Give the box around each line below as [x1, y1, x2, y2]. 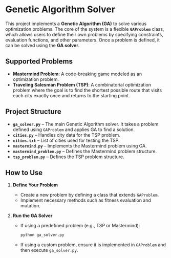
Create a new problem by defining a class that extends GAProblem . [20, 192, 159, 198]
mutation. [20, 203, 41, 209]
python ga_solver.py [20, 232, 65, 238]
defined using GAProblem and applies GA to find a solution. [12, 126, 135, 133]
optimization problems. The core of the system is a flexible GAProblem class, [5, 26, 164, 32]
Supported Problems [5, 57, 73, 66]
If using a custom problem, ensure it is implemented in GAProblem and [20, 242, 166, 248]
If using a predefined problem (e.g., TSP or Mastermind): [20, 223, 140, 229]
